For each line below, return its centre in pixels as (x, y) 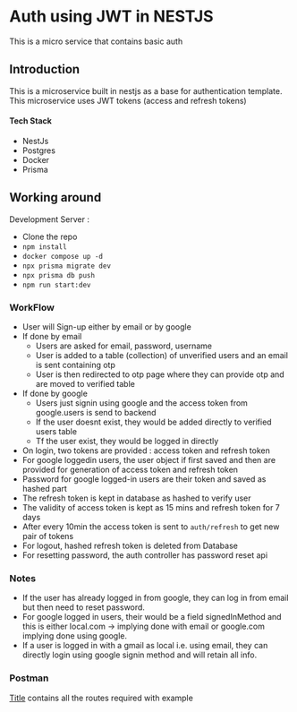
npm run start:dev (56, 285)
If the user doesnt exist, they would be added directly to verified (153, 422)
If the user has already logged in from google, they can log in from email (155, 598)
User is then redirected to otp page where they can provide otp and (160, 374)
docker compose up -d (62, 256)
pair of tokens (48, 536)
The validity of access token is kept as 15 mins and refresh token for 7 (151, 508)
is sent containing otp (76, 365)
